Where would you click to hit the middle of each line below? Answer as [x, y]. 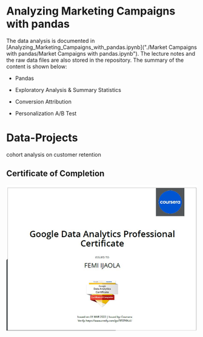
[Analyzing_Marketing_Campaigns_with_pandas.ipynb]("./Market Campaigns [101, 47]
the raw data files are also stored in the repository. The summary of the [95, 60]
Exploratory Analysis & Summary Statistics [68, 90]
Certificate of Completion [55, 174]
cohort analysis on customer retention [54, 154]
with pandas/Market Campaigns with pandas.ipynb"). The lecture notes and [101, 53]
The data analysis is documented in [51, 41]
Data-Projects [42, 138]
